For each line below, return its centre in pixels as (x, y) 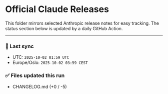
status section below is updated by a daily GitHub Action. (64, 28)
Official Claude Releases (57, 9)
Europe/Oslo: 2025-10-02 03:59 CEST (50, 63)
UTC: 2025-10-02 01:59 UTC (41, 57)
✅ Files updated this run (35, 75)
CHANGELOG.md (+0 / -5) (39, 86)
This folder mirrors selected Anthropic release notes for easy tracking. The (82, 23)
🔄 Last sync (19, 46)
